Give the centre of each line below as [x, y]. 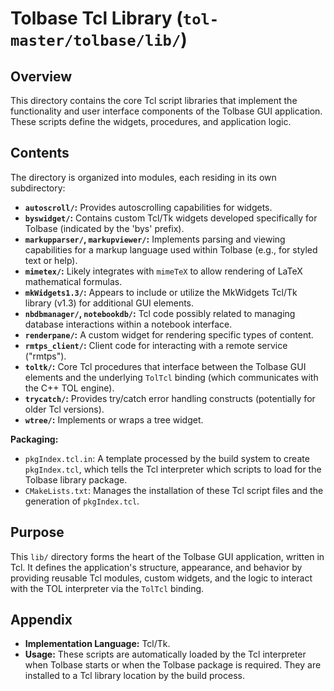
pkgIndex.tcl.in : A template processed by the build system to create [167, 458]
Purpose [37, 532]
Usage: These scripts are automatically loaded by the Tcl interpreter [165, 654]
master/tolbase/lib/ [96, 41]
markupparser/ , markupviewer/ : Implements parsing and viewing [155, 239]
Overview [41, 76]
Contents [40, 153]
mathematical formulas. [73, 281]
